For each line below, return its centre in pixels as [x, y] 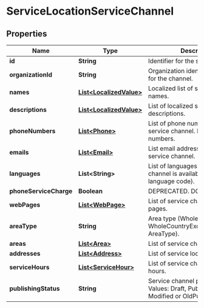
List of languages [172, 166]
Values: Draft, [167, 289]
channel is [163, 173]
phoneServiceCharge [41, 191]
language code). [172, 181]
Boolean [90, 191]
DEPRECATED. [168, 191]
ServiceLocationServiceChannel [90, 11]
